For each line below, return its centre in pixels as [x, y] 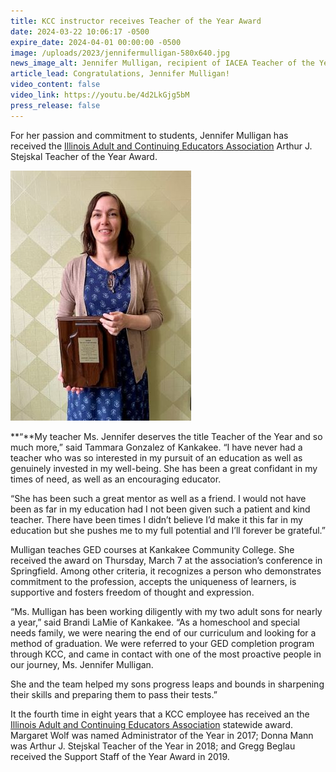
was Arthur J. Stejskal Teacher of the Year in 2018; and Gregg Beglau [153, 746]
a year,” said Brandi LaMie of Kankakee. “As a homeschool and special [155, 622]
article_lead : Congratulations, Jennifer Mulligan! [120, 74]
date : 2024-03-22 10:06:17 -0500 [80, 31]
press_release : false [55, 105]
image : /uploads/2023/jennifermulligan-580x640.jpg [120, 53]
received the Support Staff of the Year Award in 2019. [120, 756]
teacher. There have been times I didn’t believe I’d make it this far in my [156, 519]
